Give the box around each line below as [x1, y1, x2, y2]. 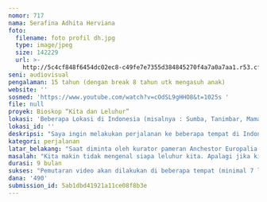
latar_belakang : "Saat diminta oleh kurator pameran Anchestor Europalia [8, 145, 258, 153]
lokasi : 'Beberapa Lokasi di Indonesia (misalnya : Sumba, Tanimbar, [8, 115, 244, 123]
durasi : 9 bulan [8, 160, 62, 168]
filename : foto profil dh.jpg [15, 33, 115, 42]
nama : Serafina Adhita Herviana [8, 19, 115, 27]
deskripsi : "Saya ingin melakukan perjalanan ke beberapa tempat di [8, 130, 240, 138]
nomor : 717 [8, 11, 44, 20]
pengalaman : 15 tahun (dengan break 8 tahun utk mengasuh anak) [8, 78, 226, 86]
